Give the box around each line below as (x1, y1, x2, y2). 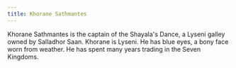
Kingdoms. (7, 52, 39, 61)
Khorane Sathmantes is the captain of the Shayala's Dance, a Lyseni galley (7, 30, 225, 38)
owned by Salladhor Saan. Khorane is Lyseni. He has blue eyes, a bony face (7, 37, 229, 46)
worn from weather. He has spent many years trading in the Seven (7, 45, 201, 53)
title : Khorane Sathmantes (7, 10, 87, 18)
